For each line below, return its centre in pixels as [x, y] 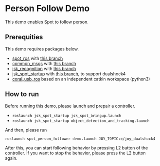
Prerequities [24, 37]
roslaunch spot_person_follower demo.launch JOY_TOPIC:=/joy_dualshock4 [80, 139]
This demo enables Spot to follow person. [47, 22]
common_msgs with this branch [44, 63]
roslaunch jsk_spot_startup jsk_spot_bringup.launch [67, 116]
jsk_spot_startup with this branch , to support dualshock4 [69, 74]
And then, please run [26, 130]
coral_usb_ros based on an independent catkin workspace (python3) [81, 79]
